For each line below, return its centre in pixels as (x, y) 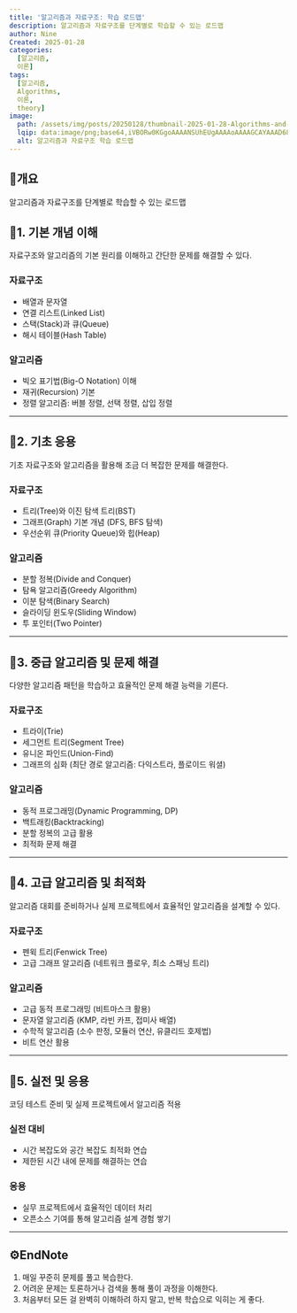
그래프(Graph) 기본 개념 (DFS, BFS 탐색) (92, 522)
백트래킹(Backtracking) (63, 822)
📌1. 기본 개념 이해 (54, 232)
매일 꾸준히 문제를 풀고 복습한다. (77, 1278)
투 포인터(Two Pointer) (62, 623)
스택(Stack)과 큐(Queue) (65, 323)
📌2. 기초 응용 (43, 442)
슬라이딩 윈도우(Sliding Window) (79, 613)
